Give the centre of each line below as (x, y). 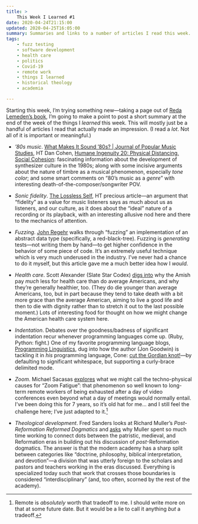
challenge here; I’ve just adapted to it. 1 (61, 411)
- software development (46, 50)
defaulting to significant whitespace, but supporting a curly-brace (95, 361)
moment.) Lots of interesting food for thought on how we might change (101, 312)
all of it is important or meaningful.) (49, 135)
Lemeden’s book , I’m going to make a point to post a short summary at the (96, 116)
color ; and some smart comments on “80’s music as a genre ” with (95, 178)
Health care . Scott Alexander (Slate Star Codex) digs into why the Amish (102, 275)
